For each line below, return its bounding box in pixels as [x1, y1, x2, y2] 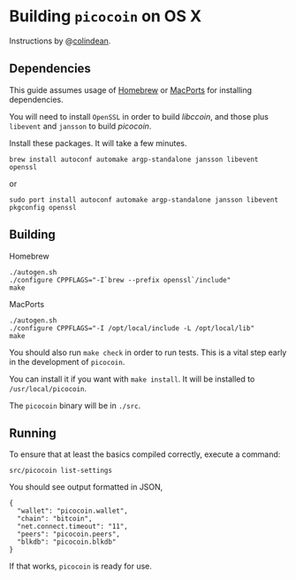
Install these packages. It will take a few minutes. [9, 137, 187, 148]
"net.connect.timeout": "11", [17, 522, 128, 531]
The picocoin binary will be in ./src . [9, 400, 141, 411]
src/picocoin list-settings [9, 467, 113, 476]
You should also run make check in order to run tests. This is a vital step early [9, 347, 287, 358]
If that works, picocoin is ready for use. [9, 561, 153, 572]
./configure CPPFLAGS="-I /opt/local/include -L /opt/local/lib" [9, 323, 254, 333]
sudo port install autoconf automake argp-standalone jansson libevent [9, 195, 278, 205]
